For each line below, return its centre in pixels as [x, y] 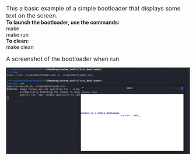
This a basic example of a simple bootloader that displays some [93, 8]
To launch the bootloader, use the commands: [63, 22]
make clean [20, 47]
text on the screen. [32, 15]
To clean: [17, 41]
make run [17, 35]
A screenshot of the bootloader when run [63, 59]
